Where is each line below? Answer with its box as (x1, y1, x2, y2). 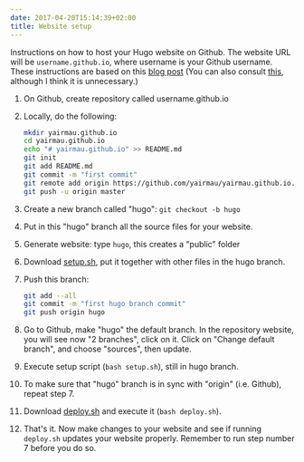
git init (23, 153, 57, 163)
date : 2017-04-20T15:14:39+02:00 (10, 13, 137, 23)
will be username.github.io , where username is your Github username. (10, 56, 273, 67)
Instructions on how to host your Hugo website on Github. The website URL (10, 46, 291, 57)
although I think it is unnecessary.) (10, 75, 138, 86)
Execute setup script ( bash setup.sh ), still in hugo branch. (23, 361, 239, 372)
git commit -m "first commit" (23, 169, 138, 179)
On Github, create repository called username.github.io (23, 92, 229, 104)
